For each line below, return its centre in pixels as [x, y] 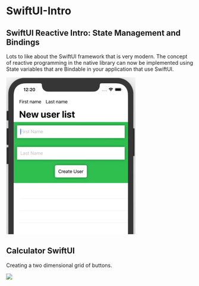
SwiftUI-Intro [39, 11]
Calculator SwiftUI [41, 251]
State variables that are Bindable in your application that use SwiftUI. [90, 69]
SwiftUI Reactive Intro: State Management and [94, 33]
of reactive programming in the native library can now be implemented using [100, 63]
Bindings [23, 42]
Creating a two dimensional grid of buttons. [59, 265]
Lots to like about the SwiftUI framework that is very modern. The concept [97, 56]
